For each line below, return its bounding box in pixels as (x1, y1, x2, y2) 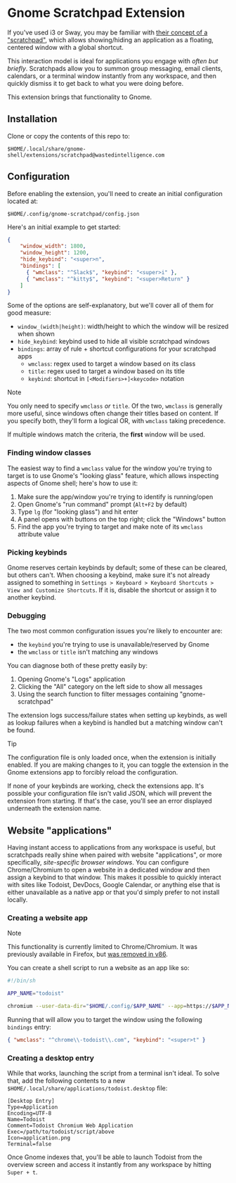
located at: (7, 197, 39, 205)
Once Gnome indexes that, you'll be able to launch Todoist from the (7, 1153, 202, 1161)
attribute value (17, 529, 60, 538)
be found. (7, 726, 35, 735)
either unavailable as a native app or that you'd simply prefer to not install (7, 888, 220, 897)
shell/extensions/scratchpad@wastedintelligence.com (7, 151, 165, 159)
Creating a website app (7, 913, 88, 923)
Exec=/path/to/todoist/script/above (7, 1128, 114, 1136)
